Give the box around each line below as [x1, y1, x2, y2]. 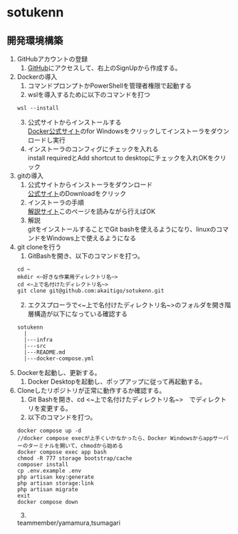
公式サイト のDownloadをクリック [27, 190, 126, 197]
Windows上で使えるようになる [46, 234, 137, 242]
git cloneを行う [16, 243, 62, 251]
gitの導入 [16, 172, 44, 180]
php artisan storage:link [16, 480, 94, 487]
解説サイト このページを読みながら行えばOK [27, 207, 156, 215]
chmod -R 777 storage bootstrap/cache [16, 455, 133, 462]
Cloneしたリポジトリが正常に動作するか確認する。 [16, 386, 166, 394]
